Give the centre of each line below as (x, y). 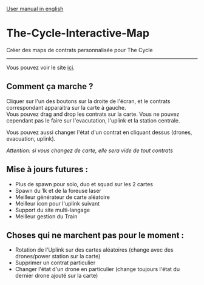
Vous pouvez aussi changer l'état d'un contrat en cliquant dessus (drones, (99, 132)
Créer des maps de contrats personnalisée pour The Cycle (80, 50)
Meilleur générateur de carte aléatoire (63, 197)
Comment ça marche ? (50, 86)
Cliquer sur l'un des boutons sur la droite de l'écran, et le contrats (88, 101)
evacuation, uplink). (31, 138)
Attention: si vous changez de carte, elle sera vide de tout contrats (90, 150)
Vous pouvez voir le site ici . (40, 67)
